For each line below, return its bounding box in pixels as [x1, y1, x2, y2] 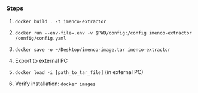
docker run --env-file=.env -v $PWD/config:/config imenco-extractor [14, 30, 193, 36]
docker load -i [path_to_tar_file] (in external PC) [14, 69, 144, 76]
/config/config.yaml [14, 36, 66, 41]
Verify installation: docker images [14, 80, 96, 87]
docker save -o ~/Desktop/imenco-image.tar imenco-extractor [14, 47, 171, 53]
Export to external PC [14, 57, 68, 65]
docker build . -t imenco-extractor [14, 19, 106, 25]
